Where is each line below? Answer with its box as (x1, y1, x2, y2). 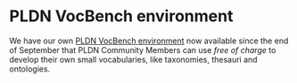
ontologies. (9, 64, 51, 74)
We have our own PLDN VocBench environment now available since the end (9, 35, 289, 46)
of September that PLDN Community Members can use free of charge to (9, 44, 276, 55)
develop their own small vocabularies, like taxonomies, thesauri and (9, 54, 258, 64)
